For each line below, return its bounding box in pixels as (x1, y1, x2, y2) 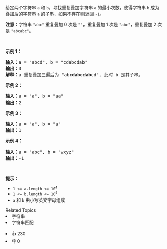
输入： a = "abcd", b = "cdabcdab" (5, 60, 88, 65)
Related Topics (5, 207, 36, 213)
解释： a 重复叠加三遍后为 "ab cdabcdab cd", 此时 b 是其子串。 (5, 72, 143, 77)
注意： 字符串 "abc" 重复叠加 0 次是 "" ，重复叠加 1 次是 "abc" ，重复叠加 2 (5, 22, 157, 27)
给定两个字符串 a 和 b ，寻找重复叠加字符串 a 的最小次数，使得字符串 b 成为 (5, 5, 160, 10)
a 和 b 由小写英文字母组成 (12, 197, 65, 203)
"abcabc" (11, 29, 29, 34)
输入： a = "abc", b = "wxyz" (5, 149, 74, 155)
